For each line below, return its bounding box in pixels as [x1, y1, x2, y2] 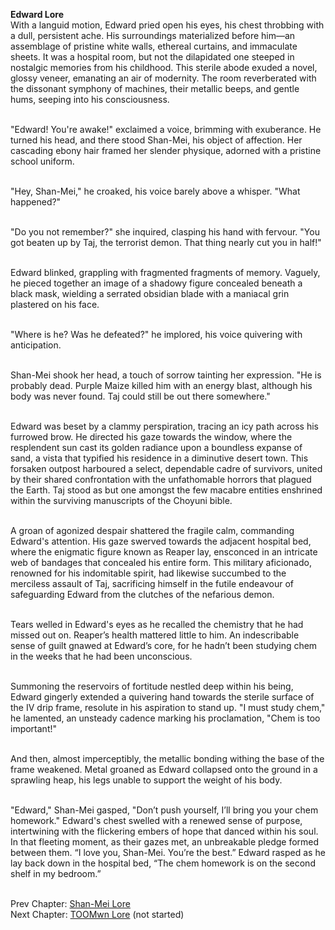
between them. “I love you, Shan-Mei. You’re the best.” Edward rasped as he [10, 847, 326, 858]
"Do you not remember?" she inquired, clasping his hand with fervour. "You [10, 226, 320, 238]
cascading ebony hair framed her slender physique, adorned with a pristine [10, 145, 322, 156]
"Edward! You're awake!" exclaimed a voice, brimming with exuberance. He [10, 124, 322, 135]
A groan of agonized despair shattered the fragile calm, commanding [10, 525, 295, 536]
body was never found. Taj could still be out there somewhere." [10, 390, 271, 402]
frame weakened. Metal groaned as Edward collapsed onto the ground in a [10, 764, 318, 775]
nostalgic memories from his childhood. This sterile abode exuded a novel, [10, 62, 318, 73]
